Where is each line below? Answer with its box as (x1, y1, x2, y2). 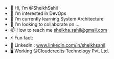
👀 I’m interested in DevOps (10, 10, 66, 16)
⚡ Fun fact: (10, 35, 33, 41)
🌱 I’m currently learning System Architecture (10, 16, 104, 22)
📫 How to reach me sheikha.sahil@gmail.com (10, 27, 107, 33)
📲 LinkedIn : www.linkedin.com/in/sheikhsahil (10, 42, 106, 48)
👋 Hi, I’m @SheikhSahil (10, 5, 58, 11)
